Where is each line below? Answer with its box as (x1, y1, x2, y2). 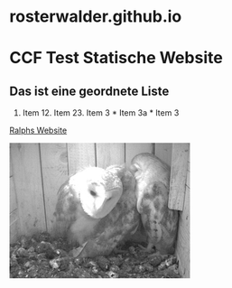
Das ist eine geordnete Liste (9, 83, 170, 98)
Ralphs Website (9, 125, 68, 136)
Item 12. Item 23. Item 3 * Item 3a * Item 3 (22, 107, 180, 118)
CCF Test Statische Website (9, 48, 223, 69)
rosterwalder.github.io (9, 6, 182, 27)
